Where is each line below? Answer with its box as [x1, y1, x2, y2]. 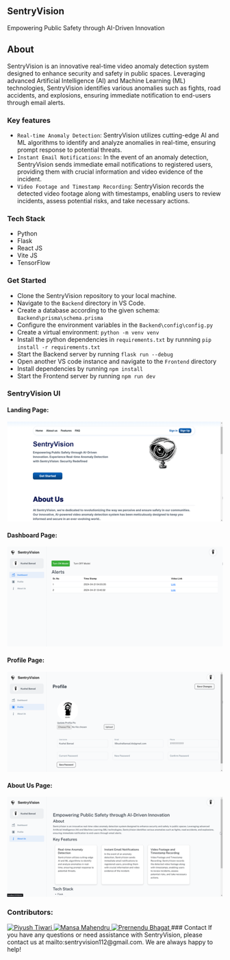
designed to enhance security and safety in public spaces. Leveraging [7, 69, 205, 78]
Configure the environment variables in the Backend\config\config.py [16, 321, 214, 329]
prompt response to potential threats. [16, 146, 123, 154]
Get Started [7, 276, 47, 286]
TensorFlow [16, 259, 51, 267]
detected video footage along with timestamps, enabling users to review [16, 189, 221, 198]
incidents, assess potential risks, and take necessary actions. [16, 196, 190, 205]
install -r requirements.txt [16, 343, 101, 351]
